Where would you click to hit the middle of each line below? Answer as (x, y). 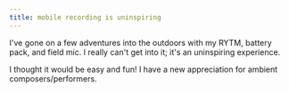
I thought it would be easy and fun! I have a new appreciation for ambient (144, 69)
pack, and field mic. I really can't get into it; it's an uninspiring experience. (145, 52)
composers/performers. (53, 78)
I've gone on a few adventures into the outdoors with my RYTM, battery (140, 43)
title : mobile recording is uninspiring (86, 17)
